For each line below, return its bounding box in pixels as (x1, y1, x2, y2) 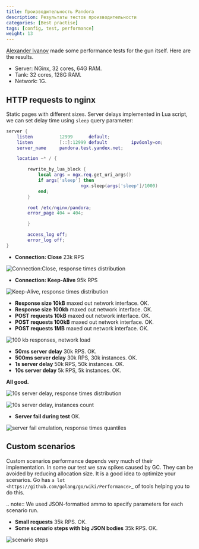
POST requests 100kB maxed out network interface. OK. (14, 318, 154, 326)
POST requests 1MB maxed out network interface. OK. (14, 324, 149, 332)
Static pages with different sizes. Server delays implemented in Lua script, (6, 111, 188, 118)
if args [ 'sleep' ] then (37, 178, 94, 184)
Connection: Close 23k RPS (14, 253, 84, 260)
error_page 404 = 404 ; (27, 210, 84, 216)
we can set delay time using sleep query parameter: (6, 116, 134, 124)
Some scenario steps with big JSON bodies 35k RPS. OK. (14, 524, 158, 532)
